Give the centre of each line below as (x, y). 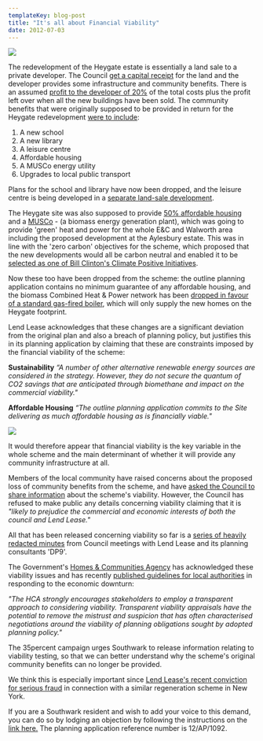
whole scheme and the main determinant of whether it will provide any (122, 455)
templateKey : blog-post (47, 15)
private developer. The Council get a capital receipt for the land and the (124, 76)
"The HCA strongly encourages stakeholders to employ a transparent (121, 599)
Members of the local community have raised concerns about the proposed (130, 478)
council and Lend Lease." (49, 520)
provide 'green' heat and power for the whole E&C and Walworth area (121, 230)
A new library (41, 141)
